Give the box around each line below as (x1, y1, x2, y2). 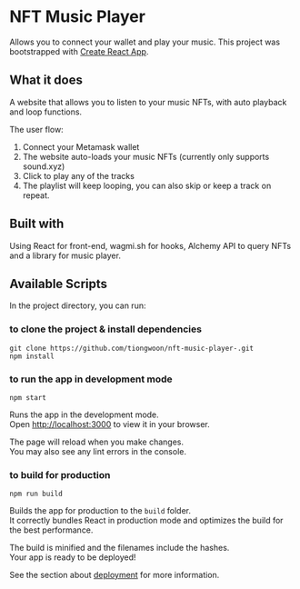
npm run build (9, 489, 64, 499)
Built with (9, 216, 65, 232)
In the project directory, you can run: (9, 300, 146, 311)
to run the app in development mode (9, 373, 173, 385)
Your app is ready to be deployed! (9, 552, 136, 563)
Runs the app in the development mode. (9, 409, 159, 420)
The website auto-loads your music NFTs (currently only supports (22, 151, 270, 162)
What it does (9, 73, 84, 88)
